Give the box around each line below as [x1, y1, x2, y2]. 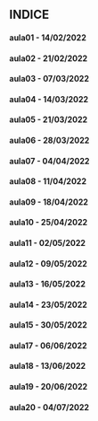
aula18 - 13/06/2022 [9, 361, 86, 372]
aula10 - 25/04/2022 [9, 217, 88, 228]
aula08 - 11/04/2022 [9, 176, 87, 187]
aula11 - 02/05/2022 [9, 237, 86, 248]
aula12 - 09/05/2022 [9, 258, 87, 268]
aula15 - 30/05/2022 [9, 320, 87, 330]
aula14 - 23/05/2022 [9, 299, 87, 310]
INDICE [9, 7, 50, 22]
